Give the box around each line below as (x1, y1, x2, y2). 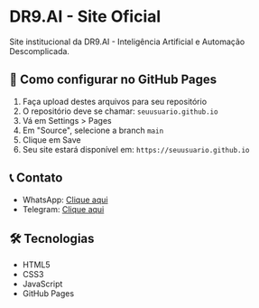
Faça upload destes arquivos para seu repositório (22, 96, 208, 107)
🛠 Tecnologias (9, 230, 95, 246)
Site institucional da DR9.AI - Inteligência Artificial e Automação (9, 36, 245, 47)
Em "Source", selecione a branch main (22, 125, 164, 135)
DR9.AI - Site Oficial (9, 6, 162, 27)
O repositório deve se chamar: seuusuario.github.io (22, 106, 218, 117)
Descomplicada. (9, 45, 70, 56)
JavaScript (22, 278, 63, 290)
